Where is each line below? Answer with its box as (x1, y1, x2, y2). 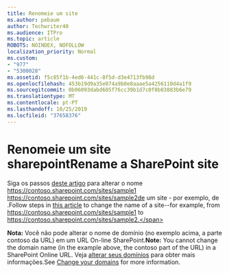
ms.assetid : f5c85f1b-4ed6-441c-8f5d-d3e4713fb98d (7, 73, 155, 81)
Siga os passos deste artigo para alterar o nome (7, 179, 143, 187)
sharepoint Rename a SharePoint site (7, 156, 219, 171)
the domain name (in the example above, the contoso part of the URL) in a (7, 243, 216, 251)
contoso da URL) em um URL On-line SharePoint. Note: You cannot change (7, 236, 218, 244)
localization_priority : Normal (7, 49, 97, 56)
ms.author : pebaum (7, 16, 60, 23)
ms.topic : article (7, 36, 60, 43)
